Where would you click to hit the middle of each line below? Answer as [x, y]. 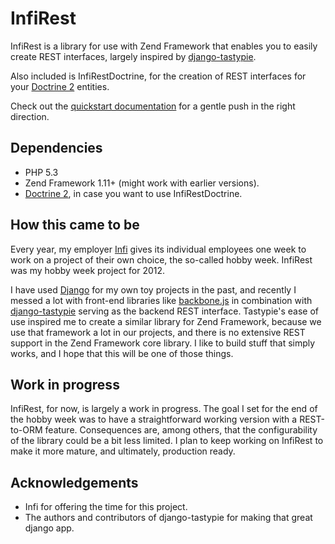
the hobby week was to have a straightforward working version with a [154, 419]
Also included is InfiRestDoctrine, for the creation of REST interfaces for [158, 76]
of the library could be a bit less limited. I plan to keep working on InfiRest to [167, 441]
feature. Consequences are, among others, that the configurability [181, 430]
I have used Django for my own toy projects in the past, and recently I [153, 289]
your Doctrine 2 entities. [60, 86]
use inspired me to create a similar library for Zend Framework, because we [166, 321]
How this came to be [75, 225]
